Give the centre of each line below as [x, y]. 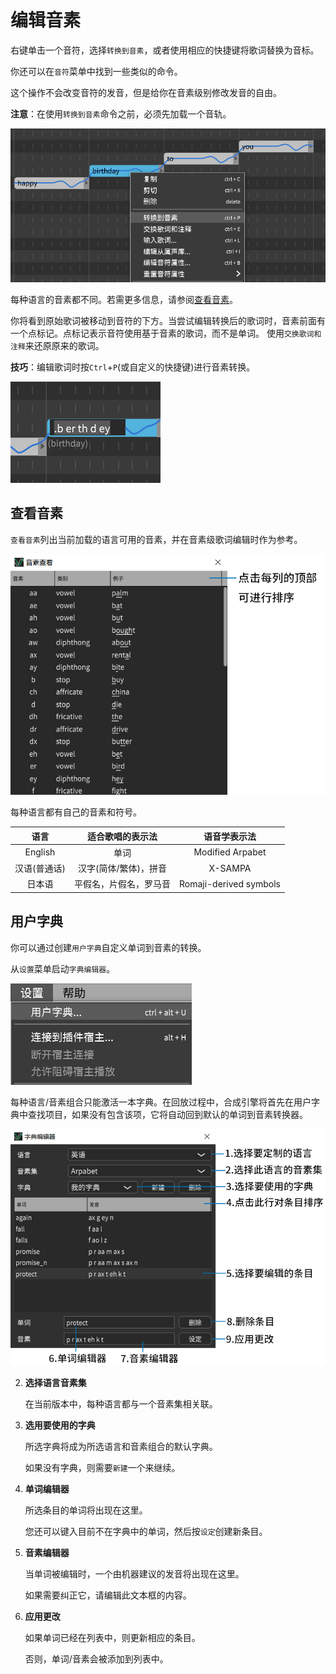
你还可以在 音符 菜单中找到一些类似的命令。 [96, 71]
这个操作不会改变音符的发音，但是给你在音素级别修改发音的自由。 [146, 92]
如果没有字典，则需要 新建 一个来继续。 [102, 1467]
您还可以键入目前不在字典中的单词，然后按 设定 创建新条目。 [146, 1531]
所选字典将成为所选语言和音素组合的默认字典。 [121, 1446]
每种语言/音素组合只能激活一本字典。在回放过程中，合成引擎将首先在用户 [161, 1102]
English [40, 852]
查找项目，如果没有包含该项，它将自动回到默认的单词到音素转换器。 [167, 1114]
